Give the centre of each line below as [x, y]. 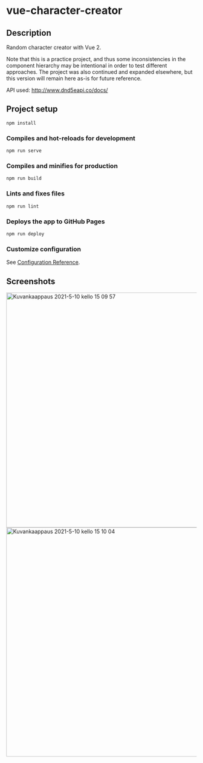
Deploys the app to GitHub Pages [56, 221]
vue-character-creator [64, 11]
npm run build [24, 178]
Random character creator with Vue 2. [54, 47]
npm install [21, 123]
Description [29, 33]
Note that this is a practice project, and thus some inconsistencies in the [96, 59]
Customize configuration [44, 249]
